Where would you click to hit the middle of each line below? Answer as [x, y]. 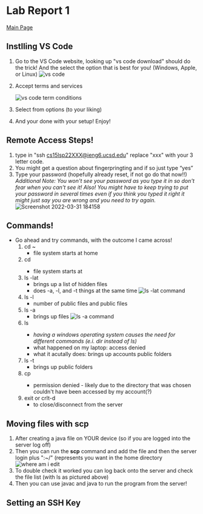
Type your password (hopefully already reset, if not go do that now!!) [101, 174]
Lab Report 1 [38, 11]
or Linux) [26, 74]
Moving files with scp [48, 424]
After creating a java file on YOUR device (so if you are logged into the [103, 439]
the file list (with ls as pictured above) [62, 477]
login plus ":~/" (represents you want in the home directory [88, 458]
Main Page [20, 27]
